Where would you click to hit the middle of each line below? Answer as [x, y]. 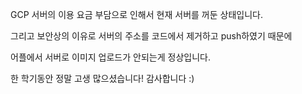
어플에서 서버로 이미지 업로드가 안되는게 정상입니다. [110, 57]
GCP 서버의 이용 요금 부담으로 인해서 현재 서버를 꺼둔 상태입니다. [136, 14]
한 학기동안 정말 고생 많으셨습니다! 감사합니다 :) [102, 78]
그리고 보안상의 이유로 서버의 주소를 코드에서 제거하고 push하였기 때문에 [151, 36]
